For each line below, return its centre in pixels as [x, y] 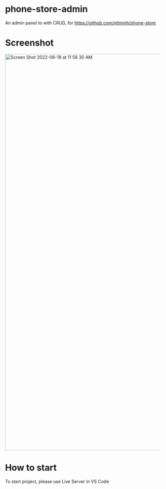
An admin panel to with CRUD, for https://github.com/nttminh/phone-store [81, 23]
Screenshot [29, 43]
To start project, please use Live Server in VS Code [57, 481]
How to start [31, 468]
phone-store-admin [46, 9]
